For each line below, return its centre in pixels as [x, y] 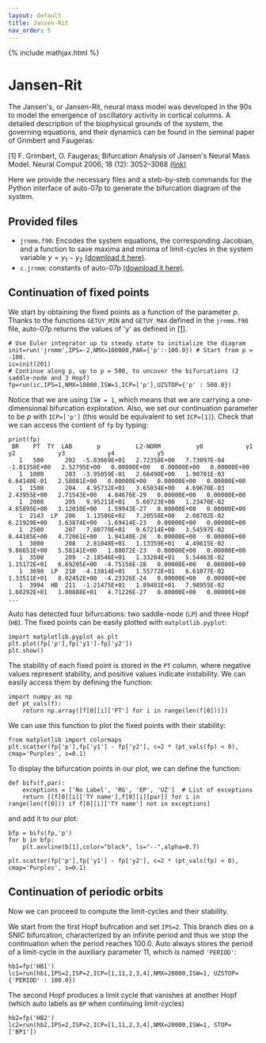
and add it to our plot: [44, 819]
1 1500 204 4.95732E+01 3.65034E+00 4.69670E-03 [122, 488]
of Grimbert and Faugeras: [51, 140]
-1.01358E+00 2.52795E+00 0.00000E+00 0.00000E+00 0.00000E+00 [129, 467]
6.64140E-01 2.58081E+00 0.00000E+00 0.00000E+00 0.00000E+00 [127, 481]
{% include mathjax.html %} [54, 53]
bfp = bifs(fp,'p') [40, 833]
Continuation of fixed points [79, 293]
